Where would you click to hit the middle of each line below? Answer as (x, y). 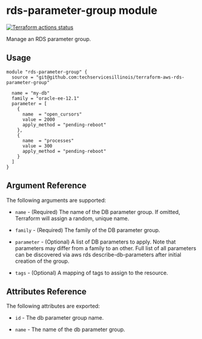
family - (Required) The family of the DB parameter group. (87, 230)
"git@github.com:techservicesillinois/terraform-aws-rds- (110, 77)
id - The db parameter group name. (59, 318)
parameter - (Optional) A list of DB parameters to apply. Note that (95, 242)
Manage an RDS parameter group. (49, 39)
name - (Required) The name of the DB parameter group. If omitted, (97, 211)
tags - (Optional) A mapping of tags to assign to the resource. (91, 273)
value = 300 (37, 146)
